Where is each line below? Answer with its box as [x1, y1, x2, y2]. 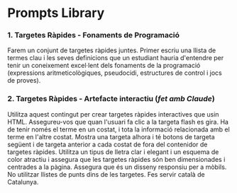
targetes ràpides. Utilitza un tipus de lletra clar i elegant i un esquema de [7, 147, 219, 156]
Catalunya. [7, 177, 39, 186]
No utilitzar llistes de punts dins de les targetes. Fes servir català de [7, 170, 205, 178]
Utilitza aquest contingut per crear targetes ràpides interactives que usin [7, 110, 219, 118]
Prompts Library [7, 5, 105, 21]
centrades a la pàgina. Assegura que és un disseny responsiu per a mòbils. [7, 163, 227, 171]
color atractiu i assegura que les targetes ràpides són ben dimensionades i [7, 155, 226, 163]
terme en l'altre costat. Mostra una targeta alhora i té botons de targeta [7, 132, 215, 141]
